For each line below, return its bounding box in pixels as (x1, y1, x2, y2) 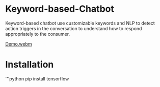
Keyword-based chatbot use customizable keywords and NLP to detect (5, 20, 155, 26)
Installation (5, 59, 54, 71)
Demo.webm (5, 40, 32, 47)
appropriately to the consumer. (5, 31, 70, 37)
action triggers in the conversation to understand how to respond (5, 25, 142, 31)
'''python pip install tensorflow (5, 75, 69, 82)
